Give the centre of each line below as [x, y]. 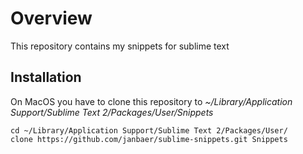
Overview [51, 18]
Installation [46, 77]
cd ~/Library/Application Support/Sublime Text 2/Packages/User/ [149, 130]
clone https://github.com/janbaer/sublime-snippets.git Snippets [149, 139]
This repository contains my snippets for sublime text [120, 46]
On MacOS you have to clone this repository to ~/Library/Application [151, 101]
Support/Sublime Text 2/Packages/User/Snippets [112, 112]
